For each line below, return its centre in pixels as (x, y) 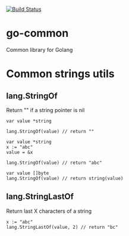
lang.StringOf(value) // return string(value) (65, 178)
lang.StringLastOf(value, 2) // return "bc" (62, 227)
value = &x (20, 152)
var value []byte (28, 173)
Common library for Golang (40, 49)
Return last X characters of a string (49, 211)
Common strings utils (60, 74)
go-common (37, 33)
